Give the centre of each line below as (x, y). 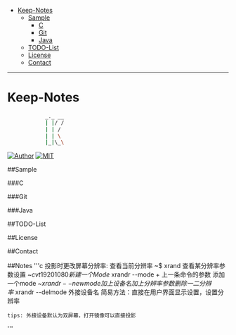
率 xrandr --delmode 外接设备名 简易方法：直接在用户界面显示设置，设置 (113, 292)
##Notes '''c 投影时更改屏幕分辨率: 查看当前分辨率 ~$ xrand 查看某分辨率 (113, 266)
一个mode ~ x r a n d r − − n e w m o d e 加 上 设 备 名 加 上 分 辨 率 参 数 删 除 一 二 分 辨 (110, 284)
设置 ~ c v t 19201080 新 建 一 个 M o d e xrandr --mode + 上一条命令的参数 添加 (119, 274)
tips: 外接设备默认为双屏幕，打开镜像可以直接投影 (72, 316)
